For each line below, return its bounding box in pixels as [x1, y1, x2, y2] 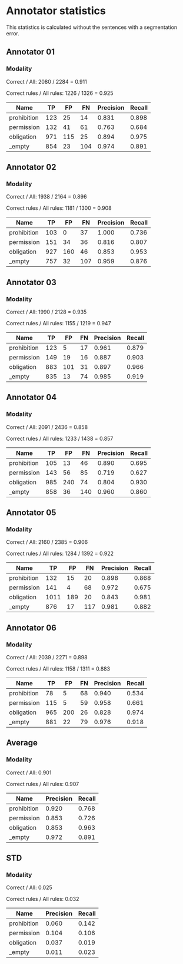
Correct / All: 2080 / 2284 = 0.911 [6, 78, 87, 85]
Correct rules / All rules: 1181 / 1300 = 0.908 [6, 204, 112, 212]
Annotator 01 [6, 47, 55, 57]
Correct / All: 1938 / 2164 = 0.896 [6, 193, 87, 200]
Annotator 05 [6, 508, 56, 518]
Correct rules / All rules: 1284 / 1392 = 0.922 [6, 550, 114, 557]
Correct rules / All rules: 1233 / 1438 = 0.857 [6, 435, 114, 442]
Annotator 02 [6, 162, 56, 172]
